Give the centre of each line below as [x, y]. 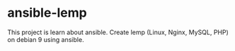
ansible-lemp [47, 13]
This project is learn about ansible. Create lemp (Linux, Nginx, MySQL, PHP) [118, 32]
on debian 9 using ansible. [46, 39]
